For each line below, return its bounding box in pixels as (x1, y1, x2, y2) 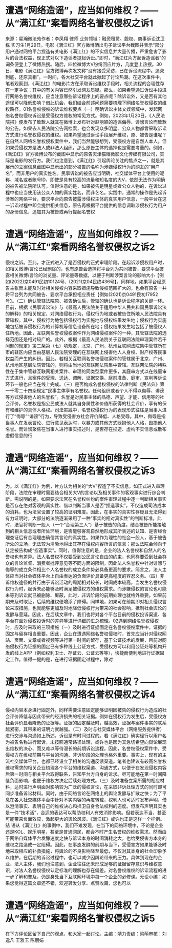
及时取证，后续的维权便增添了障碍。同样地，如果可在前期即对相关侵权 (14, 598, 162, 604)
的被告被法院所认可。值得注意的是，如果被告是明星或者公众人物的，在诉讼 (5, 183, 162, 189)
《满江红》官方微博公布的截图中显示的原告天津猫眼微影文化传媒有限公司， (5, 151, 160, 157)
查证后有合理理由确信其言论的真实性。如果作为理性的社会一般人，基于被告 (9, 534, 167, 540)
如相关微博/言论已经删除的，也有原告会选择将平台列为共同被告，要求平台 (5, 265, 160, 272)
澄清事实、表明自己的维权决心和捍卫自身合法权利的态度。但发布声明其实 (9, 803, 162, 809)
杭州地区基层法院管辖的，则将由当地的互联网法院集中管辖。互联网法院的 (5, 362, 158, 368)
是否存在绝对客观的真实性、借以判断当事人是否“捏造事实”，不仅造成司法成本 (5, 502, 166, 508)
